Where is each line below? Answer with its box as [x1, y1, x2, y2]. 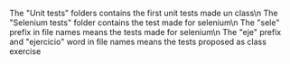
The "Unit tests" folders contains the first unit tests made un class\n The [9, 8, 278, 18]
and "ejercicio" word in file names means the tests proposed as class [9, 36, 267, 47]
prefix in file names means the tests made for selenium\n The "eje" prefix [9, 27, 282, 37]
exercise [9, 46, 42, 57]
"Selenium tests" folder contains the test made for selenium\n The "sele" [9, 17, 280, 28]
